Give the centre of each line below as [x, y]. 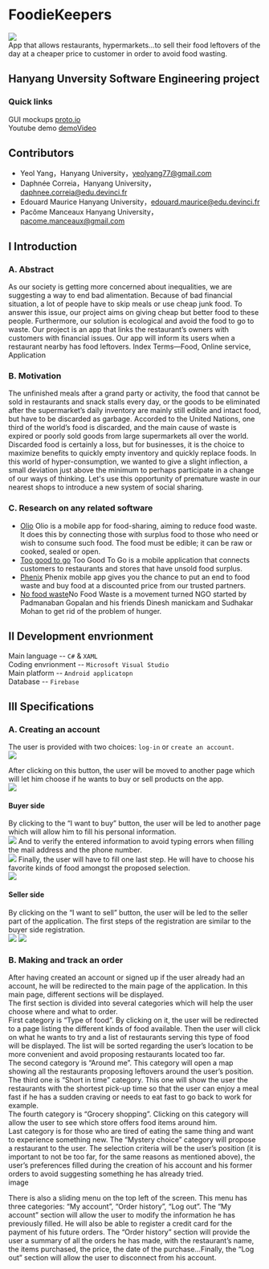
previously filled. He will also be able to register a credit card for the [120, 1223]
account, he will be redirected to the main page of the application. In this [128, 985]
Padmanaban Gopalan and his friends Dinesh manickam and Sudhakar [137, 602]
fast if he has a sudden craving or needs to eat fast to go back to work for [130, 1097]
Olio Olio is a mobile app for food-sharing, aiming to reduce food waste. [139, 526]
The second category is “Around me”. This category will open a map [121, 1062]
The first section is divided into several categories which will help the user [131, 1003]
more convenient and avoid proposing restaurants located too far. [117, 1054]
